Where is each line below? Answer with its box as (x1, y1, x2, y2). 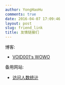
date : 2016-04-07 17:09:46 (5, 16, 61, 21)
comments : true (5, 12, 36, 17)
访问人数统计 (12, 75, 38, 80)
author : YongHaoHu (5, 7, 43, 12)
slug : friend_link (5, 26, 43, 30)
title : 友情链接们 (5, 30, 39, 35)
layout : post (5, 21, 32, 26)
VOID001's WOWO (12, 54, 50, 59)
